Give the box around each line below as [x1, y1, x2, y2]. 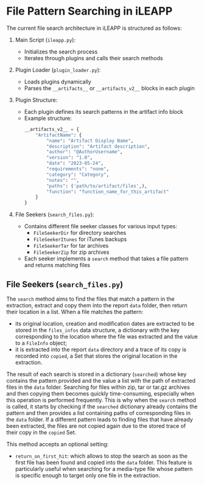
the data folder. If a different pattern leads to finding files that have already [6, 416, 193, 423]
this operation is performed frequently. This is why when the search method [6, 397, 197, 403]
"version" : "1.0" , [46, 155, 93, 161]
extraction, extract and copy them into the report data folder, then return [6, 302, 188, 309]
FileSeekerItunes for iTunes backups [33, 236, 127, 243]
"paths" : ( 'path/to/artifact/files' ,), [46, 183, 147, 189]
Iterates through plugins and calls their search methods [24, 54, 163, 61]
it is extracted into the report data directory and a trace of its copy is [15, 346, 187, 353]
